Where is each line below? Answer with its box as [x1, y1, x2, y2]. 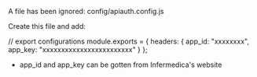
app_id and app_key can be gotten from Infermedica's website [19, 60, 222, 69]
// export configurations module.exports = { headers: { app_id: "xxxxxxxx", [8, 37, 250, 46]
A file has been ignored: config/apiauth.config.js [8, 7, 164, 16]
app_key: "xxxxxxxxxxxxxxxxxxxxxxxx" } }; [8, 45, 148, 54]
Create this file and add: [8, 22, 86, 30]
